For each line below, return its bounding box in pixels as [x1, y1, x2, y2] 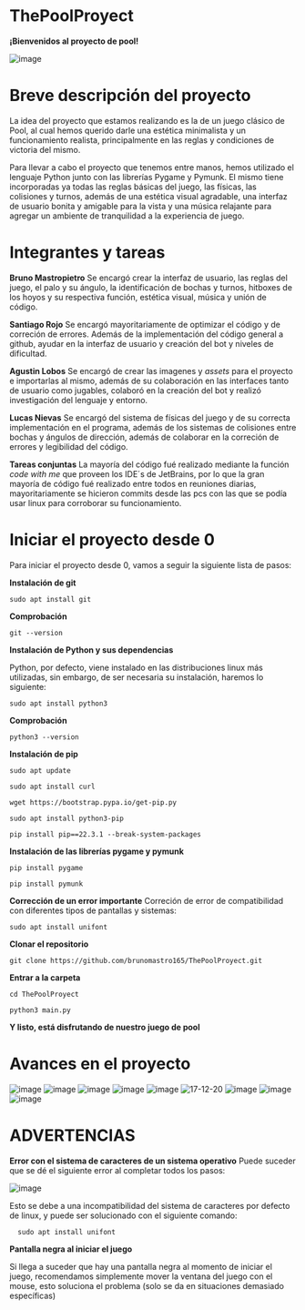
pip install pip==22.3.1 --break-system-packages [9, 829, 202, 838]
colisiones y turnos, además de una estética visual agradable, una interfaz [9, 190, 289, 201]
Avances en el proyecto [9, 1053, 191, 1074]
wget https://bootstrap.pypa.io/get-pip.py [9, 797, 178, 807]
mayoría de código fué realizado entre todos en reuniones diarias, [9, 478, 257, 489]
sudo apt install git [9, 594, 92, 604]
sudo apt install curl [9, 782, 96, 791]
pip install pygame [9, 863, 84, 872]
